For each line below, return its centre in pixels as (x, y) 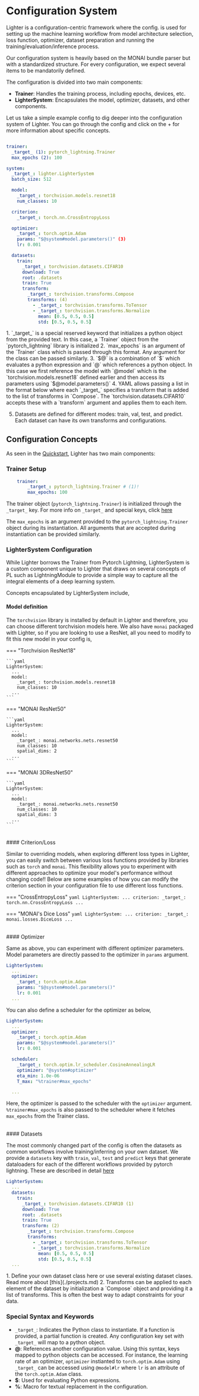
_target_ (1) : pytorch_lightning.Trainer (64, 152)
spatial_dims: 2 (37, 751)
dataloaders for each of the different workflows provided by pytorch (89, 1165)
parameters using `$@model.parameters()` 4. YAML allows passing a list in (97, 384)
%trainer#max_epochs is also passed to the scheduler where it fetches (91, 1110)
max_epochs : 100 (48, 492)
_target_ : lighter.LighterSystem (53, 174)
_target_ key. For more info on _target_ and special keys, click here (89, 510)
